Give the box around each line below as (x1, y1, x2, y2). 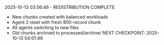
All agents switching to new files (12, 24, 79, 30)
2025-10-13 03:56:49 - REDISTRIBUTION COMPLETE (5, 4, 115, 10)
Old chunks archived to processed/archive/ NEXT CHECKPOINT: (12, 30, 145, 35)
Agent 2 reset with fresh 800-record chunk (12, 19, 101, 25)
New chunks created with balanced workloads (12, 14, 108, 19)
